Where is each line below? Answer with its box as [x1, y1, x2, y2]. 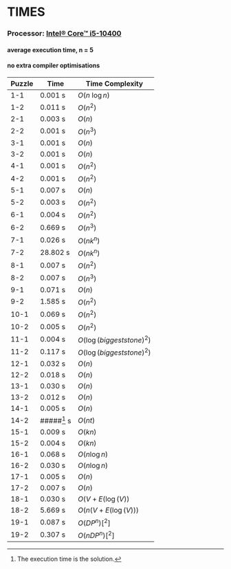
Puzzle [10, 78, 34, 88]
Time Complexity [85, 78, 143, 88]
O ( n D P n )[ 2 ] [78, 529, 115, 540]
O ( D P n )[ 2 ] [78, 517, 111, 528]
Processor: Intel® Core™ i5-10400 [7, 29, 122, 38]
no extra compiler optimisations [7, 61, 100, 69]
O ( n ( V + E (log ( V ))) [78, 506, 140, 515]
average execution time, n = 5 [7, 45, 94, 54]
